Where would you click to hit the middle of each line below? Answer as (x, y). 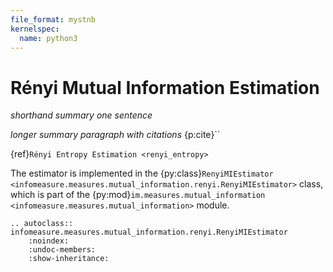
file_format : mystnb (53, 19)
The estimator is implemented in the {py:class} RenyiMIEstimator (142, 173)
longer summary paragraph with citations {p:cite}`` (115, 135)
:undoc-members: (62, 250)
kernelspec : (35, 29)
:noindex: (49, 241)
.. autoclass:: (42, 224)
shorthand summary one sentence (81, 115)
